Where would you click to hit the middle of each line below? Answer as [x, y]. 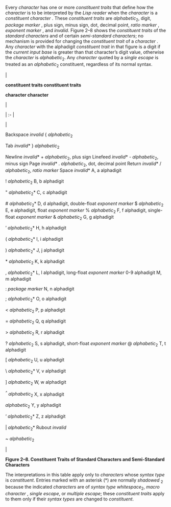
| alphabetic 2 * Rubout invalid [36, 428]
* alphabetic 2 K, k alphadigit [35, 262]
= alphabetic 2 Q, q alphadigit [36, 321]
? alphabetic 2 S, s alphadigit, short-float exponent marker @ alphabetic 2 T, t [86, 344]
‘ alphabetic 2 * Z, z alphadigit [35, 417]
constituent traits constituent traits [43, 85]
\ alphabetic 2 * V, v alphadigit [36, 372]
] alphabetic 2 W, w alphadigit [36, 383]
